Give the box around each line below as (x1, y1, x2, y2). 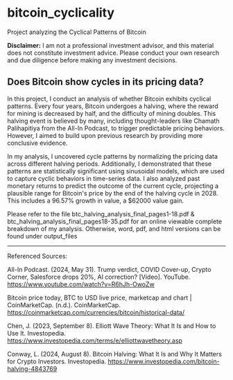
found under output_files (7, 232, 78, 240)
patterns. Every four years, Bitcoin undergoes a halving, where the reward (7, 102, 218, 110)
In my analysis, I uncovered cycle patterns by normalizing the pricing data (7, 152, 218, 160)
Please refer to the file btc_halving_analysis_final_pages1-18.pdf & (7, 209, 196, 218)
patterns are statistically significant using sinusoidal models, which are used (7, 166, 225, 175)
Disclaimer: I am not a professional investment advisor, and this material (7, 41, 214, 49)
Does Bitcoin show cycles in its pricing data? (7, 76, 204, 88)
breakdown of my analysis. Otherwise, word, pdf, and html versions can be (7, 224, 221, 233)
